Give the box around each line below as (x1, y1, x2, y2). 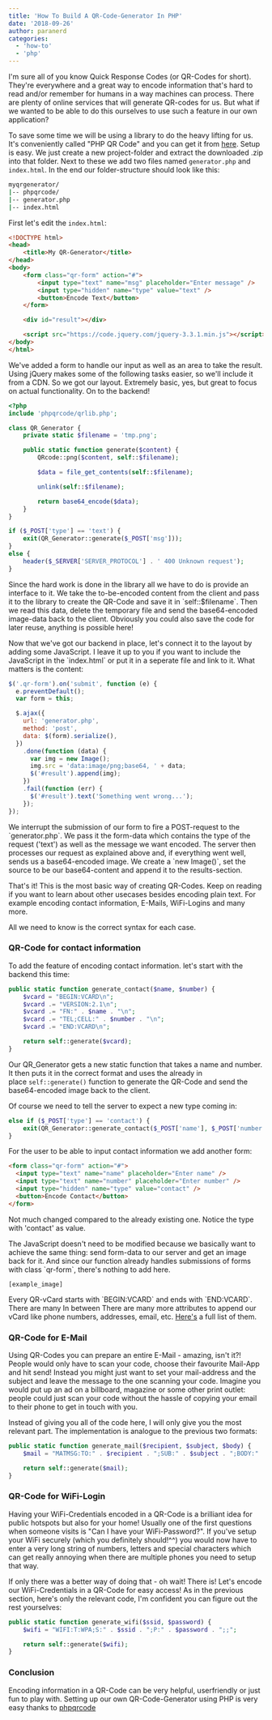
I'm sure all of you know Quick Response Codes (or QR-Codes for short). (8, 72, 252, 81)
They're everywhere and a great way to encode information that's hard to (8, 80, 253, 90)
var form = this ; (15, 694, 74, 703)
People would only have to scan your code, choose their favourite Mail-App (8, 1359, 261, 1368)
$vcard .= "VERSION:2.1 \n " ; (23, 1000, 117, 1009)
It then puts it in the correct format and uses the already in (8, 1068, 203, 1078)
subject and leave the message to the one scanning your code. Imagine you (8, 1376, 261, 1385)
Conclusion (8, 1667, 55, 1678)
